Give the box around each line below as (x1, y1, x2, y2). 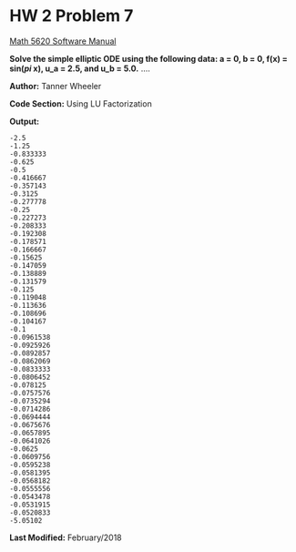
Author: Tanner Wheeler (9, 80, 102, 91)
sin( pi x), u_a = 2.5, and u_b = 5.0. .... (9, 63, 150, 74)
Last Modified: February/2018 (9, 532, 123, 543)
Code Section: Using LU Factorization (9, 97, 152, 109)
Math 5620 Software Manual (9, 36, 117, 46)
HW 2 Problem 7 (9, 5, 134, 26)
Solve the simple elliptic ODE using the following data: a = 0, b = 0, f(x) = (9, 53, 289, 64)
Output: (9, 116, 39, 127)
